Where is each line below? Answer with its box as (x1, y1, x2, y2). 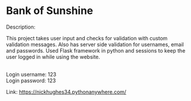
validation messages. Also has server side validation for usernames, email (6, 41, 184, 48)
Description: (6, 23, 36, 30)
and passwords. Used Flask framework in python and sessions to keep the (6, 47, 186, 54)
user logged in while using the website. (6, 53, 100, 60)
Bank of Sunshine (6, 4, 93, 18)
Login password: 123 (6, 77, 56, 84)
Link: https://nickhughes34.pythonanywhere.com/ (6, 88, 127, 95)
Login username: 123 (6, 71, 57, 78)
